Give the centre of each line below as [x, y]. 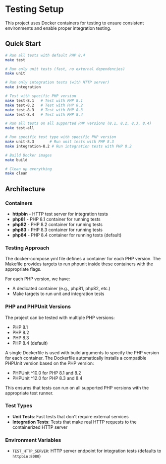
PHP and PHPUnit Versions [38, 307]
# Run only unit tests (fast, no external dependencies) [65, 69]
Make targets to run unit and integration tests [58, 294]
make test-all [20, 128]
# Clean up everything [28, 169]
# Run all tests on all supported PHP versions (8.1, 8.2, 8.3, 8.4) [79, 123]
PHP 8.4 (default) [30, 343]
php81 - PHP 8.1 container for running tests [56, 219]
